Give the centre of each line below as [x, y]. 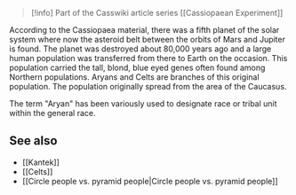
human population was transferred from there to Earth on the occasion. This [148, 58]
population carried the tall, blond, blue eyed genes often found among [137, 67]
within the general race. [52, 113]
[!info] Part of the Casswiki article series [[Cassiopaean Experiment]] [157, 13]
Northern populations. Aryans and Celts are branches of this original [134, 77]
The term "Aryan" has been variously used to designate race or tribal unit [143, 104]
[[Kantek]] [41, 162]
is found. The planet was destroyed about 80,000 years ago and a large [140, 49]
